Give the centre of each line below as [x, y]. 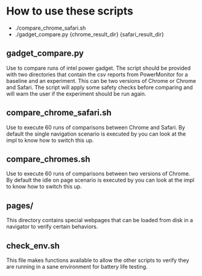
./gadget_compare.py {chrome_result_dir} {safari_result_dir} [89, 34]
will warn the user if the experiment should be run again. [76, 94]
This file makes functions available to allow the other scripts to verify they [98, 260]
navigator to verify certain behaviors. [52, 227]
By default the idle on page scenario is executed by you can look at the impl [100, 180]
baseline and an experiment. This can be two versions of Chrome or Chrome [101, 80]
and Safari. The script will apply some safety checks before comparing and [99, 87]
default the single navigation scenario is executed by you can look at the [96, 134]
